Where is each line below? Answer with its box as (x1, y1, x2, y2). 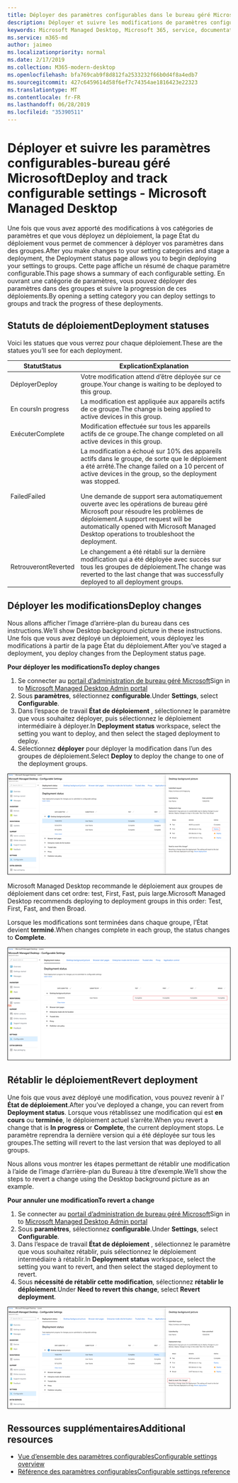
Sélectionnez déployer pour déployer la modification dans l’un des (17, 744, 212, 752)
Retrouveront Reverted (10, 562, 75, 571)
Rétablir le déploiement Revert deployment (7, 1074, 198, 1087)
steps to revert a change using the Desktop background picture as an (7, 1174, 210, 1183)
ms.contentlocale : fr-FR (7, 94, 81, 101)
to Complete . (7, 933, 46, 942)
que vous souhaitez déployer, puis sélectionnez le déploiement (17, 713, 202, 723)
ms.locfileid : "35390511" (7, 109, 84, 116)
